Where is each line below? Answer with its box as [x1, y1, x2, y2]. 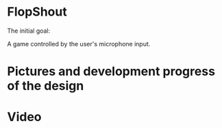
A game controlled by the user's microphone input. [7, 39, 151, 48]
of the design [7, 78, 84, 94]
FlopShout [7, 4, 67, 20]
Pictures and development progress [7, 64, 216, 79]
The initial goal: [7, 27, 51, 35]
